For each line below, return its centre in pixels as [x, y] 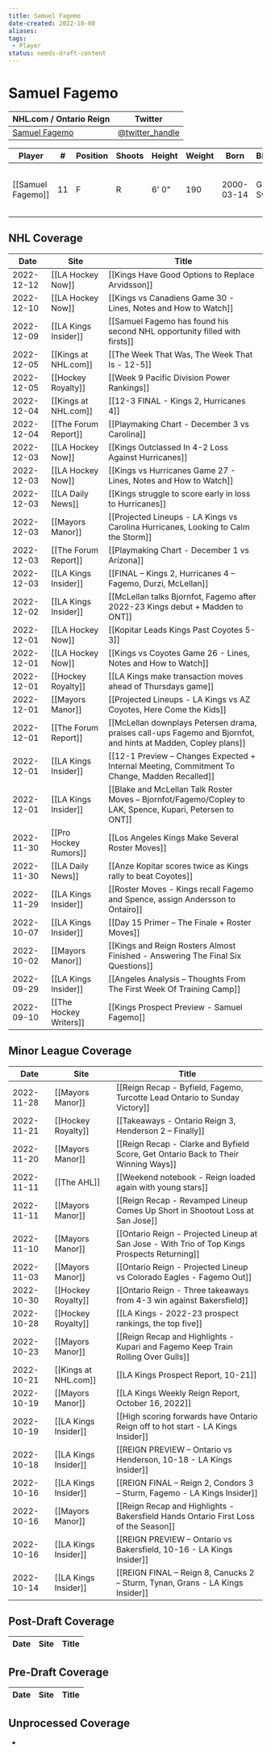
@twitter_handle [148, 132]
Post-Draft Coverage [62, 1621]
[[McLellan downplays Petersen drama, [183, 722]
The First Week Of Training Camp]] [175, 989]
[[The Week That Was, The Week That [181, 354]
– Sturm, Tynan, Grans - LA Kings [179, 1583]
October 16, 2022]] [154, 1403]
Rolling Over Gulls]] [153, 1357]
